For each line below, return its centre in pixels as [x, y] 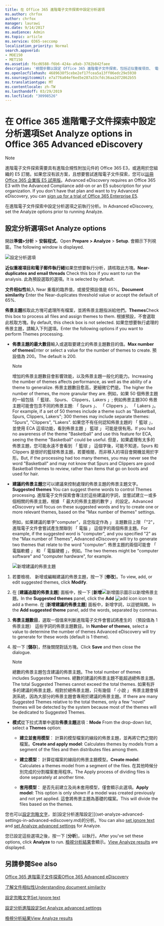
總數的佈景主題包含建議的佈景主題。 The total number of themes [76, 672]
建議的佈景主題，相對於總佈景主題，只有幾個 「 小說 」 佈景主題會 [87, 690]
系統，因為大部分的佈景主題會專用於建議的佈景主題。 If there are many [87, 696]
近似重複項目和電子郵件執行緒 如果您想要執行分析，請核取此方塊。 [71, 268]
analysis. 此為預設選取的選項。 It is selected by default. [60, 279]
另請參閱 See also [31, 864]
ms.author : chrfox [24, 14]
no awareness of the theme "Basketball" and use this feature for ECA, [82, 434]
